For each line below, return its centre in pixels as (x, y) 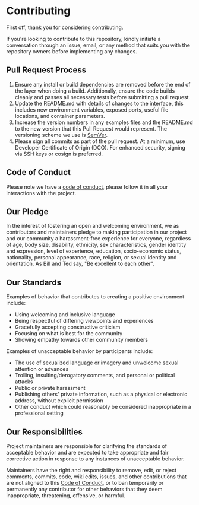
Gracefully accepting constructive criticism (67, 327)
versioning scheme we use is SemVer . (61, 135)
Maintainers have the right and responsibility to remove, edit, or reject (91, 470)
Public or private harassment (50, 388)
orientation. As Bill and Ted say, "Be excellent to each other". (80, 264)
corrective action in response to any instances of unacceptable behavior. (95, 459)
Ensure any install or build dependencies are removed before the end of (103, 84)
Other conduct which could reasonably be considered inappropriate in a (103, 407)
